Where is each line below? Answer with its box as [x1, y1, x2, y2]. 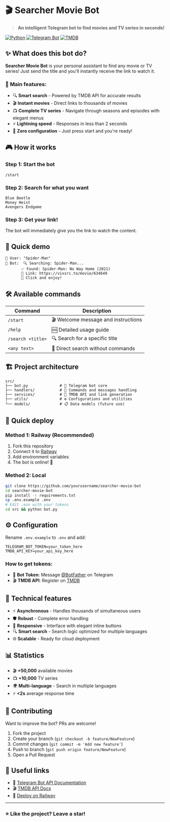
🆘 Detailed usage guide [51, 326, 109, 333]
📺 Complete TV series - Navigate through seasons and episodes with [12, 108, 160, 114]
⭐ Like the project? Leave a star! [5, 810, 86, 817]
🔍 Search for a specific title [51, 335, 117, 342]
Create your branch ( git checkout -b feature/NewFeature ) [12, 735, 135, 742]
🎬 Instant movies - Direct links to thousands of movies [12, 100, 127, 106]
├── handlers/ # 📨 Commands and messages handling [5, 387, 137, 393]
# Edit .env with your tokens [5, 502, 69, 507]
